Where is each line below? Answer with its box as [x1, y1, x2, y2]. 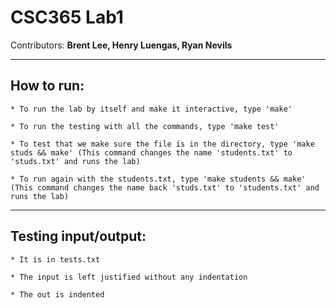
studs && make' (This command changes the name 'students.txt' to [10, 147, 293, 158]
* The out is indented [10, 289, 105, 300]
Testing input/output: [10, 228, 147, 245]
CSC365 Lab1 [10, 6, 124, 29]
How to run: [10, 77, 85, 95]
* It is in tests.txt [10, 254, 101, 265]
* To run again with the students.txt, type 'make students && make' [10, 174, 307, 184]
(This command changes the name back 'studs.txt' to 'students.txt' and [10, 182, 320, 193]
